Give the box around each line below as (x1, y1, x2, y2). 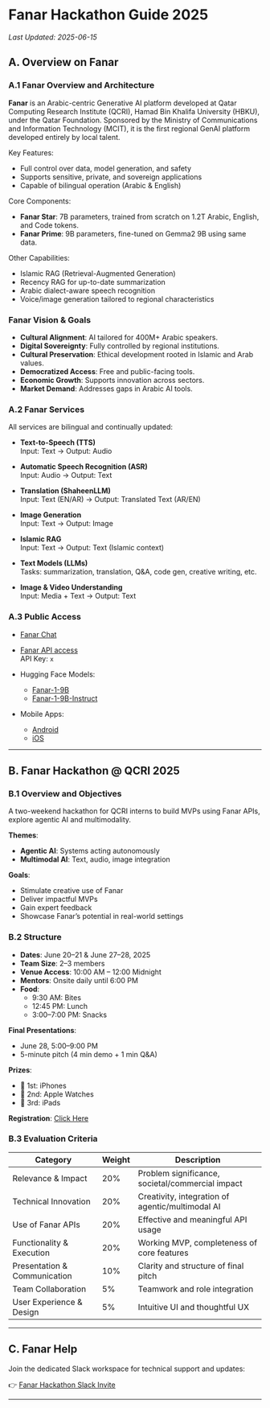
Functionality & (12, 1237, 68, 1248)
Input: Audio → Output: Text (19, 471, 112, 480)
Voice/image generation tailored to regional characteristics (19, 294, 215, 303)
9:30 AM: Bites (31, 992, 82, 1002)
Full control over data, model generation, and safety (19, 163, 191, 173)
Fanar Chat (19, 629, 57, 639)
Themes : (8, 830, 39, 840)
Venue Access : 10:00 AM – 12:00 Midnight (19, 967, 162, 977)
